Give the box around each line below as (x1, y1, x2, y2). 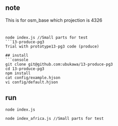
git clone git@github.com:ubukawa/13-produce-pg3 (5, 62, 113, 67)
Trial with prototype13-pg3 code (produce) (5, 44, 100, 49)
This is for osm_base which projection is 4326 (5, 17, 103, 23)
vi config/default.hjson (5, 80, 58, 85)
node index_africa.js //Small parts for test (5, 116, 104, 121)
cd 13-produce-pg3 (5, 66, 44, 71)
